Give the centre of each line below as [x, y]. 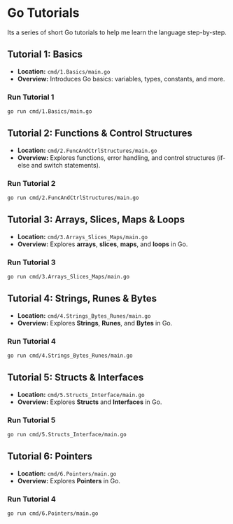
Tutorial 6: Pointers [50, 456]
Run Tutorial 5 [31, 420]
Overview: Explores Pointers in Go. [69, 481]
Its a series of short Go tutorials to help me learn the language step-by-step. [117, 32]
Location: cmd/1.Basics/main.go [64, 71]
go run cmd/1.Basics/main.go [50, 112]
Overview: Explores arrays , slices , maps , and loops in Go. [103, 244]
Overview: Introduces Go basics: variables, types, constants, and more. [121, 79]
